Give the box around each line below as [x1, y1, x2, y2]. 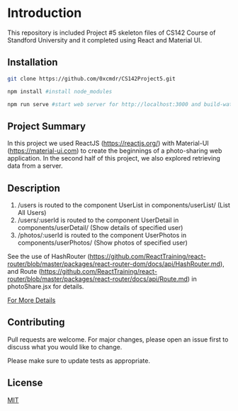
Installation [7, 57, 58, 69]
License [7, 377, 43, 389]
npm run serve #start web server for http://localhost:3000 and [7, 100, 201, 108]
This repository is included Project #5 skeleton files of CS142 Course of [7, 28, 216, 37]
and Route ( [7, 267, 41, 275]
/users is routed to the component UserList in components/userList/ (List [17, 201, 230, 209]
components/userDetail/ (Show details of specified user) [17, 224, 183, 231]
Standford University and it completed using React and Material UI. [7, 35, 203, 44]
